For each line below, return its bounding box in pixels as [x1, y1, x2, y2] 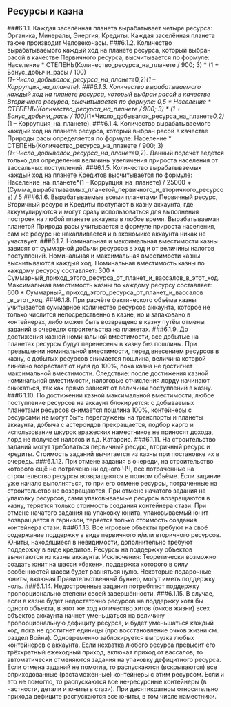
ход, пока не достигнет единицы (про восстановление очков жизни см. [7, 625, 219, 634]
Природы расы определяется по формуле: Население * [7, 134, 172, 142]
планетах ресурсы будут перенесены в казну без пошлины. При [7, 339, 197, 348]
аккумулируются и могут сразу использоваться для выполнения [7, 207, 199, 216]
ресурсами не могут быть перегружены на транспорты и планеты [7, 413, 203, 421]
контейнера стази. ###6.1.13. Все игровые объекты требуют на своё [7, 523, 208, 531]
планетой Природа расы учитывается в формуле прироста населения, [7, 222, 216, 230]
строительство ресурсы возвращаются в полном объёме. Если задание [7, 471, 221, 480]
